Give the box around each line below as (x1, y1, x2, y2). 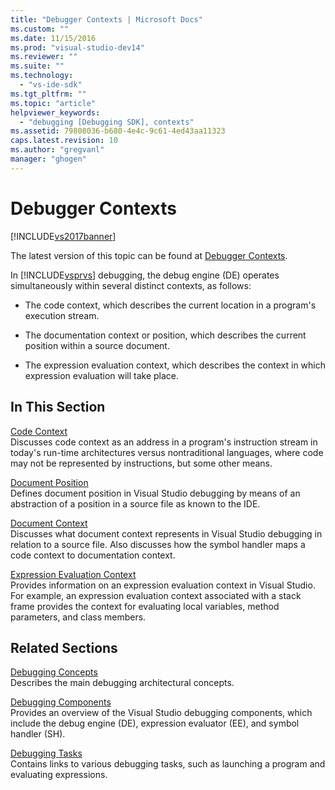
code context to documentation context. (10, 549, 176, 561)
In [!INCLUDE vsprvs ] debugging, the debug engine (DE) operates (10, 269, 280, 281)
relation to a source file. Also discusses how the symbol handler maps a (10, 538, 306, 550)
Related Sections (10, 639, 118, 656)
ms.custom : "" (10, 24, 70, 34)
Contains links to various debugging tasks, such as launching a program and (10, 758, 326, 770)
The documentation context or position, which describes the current (24, 329, 307, 341)
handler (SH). (10, 728, 66, 740)
